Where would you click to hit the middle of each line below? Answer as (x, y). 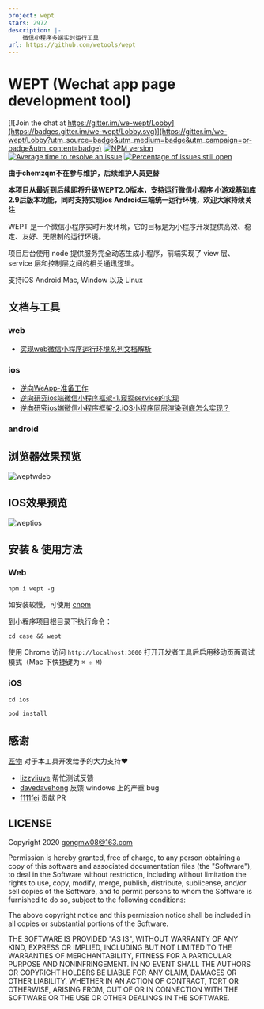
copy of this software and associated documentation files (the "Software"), (130, 866)
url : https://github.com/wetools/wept (72, 45)
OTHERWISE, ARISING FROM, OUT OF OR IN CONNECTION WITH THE (123, 989)
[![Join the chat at (37, 123)
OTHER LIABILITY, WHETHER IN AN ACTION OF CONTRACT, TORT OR (123, 980)
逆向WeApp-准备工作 (54, 388)
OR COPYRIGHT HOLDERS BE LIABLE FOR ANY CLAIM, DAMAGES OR (123, 973)
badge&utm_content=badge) (55, 148)
